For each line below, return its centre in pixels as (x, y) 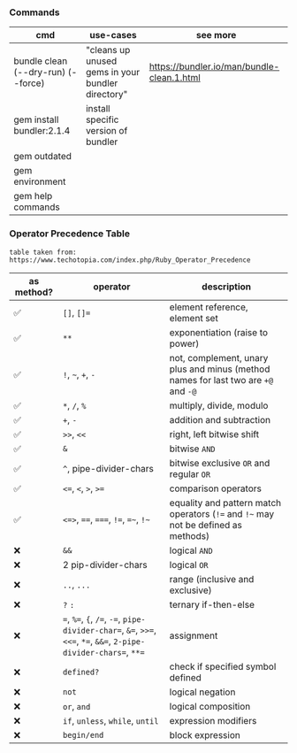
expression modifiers (213, 720)
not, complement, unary (219, 357)
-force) (29, 83)
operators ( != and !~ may (222, 513)
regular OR (190, 473)
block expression (205, 734)
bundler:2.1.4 (42, 131)
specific (102, 119)
